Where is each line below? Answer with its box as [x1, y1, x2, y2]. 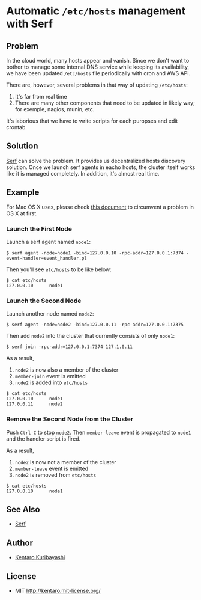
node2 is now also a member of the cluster [14, 366, 119, 373]
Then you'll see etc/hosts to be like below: [6, 266, 112, 273]
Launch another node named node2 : [6, 310, 94, 317]
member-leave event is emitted [14, 465, 89, 472]
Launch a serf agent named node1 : [6, 238, 91, 245]
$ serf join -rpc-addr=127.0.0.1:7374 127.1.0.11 [6, 344, 133, 350]
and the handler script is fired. [6, 435, 81, 442]
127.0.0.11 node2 [6, 401, 63, 407]
